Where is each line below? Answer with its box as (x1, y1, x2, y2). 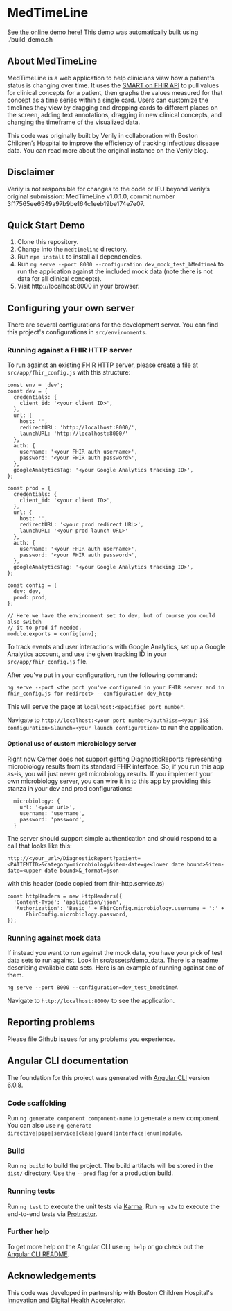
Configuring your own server (7, 302, 135, 314)
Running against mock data (7, 933, 102, 943)
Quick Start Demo (7, 219, 85, 231)
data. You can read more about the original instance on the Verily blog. (7, 146, 209, 154)
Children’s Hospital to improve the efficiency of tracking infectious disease (7, 139, 220, 147)
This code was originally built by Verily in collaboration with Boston (7, 131, 199, 139)
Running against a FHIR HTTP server (7, 345, 132, 355)
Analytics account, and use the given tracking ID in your (7, 650, 167, 658)
